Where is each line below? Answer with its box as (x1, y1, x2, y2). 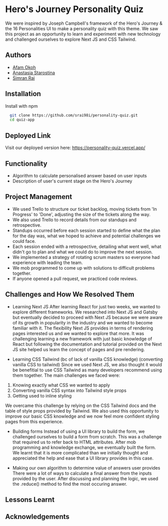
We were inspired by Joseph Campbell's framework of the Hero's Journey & (5, 20, 163, 26)
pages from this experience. (5, 418, 64, 424)
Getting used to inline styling (12, 392, 72, 399)
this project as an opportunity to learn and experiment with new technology (5, 31, 161, 37)
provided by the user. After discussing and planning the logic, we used (12, 475, 158, 482)
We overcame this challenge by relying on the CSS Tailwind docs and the (5, 402, 156, 409)
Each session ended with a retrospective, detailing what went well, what (12, 243, 161, 249)
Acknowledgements (5, 512, 70, 521)
